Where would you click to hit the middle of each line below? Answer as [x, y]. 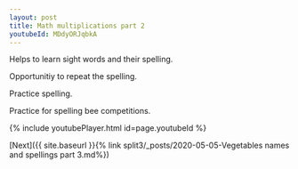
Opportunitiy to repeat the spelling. [73, 76]
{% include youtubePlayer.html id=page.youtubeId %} [108, 128]
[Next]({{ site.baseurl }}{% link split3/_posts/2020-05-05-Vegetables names [149, 145]
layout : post [33, 17]
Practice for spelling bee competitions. [80, 111]
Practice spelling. [41, 93]
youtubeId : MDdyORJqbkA [53, 34]
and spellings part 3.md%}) [59, 155]
